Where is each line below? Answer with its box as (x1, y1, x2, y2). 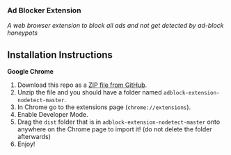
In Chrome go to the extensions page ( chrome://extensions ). (17, 103, 191, 111)
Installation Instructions (7, 49, 113, 60)
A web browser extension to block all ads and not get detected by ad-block (7, 22, 224, 30)
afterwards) (17, 133, 51, 141)
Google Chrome (7, 67, 54, 76)
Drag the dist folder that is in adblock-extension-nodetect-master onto (17, 117, 221, 127)
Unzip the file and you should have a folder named (17, 88, 162, 97)
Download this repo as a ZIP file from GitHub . (17, 81, 148, 89)
